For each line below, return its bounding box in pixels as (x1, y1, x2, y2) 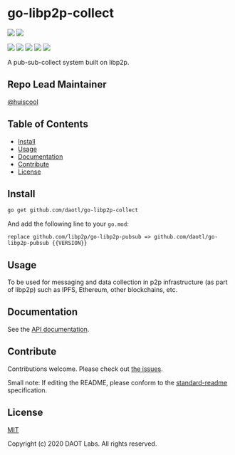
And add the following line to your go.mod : (7, 219, 130, 229)
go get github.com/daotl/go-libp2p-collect (7, 206, 139, 214)
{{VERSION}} (52, 240, 88, 247)
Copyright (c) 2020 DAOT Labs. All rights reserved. (7, 439, 157, 448)
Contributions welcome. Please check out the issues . (7, 365, 163, 373)
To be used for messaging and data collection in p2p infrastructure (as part (7, 278, 228, 286)
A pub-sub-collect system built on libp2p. (7, 58, 130, 66)
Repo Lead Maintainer (7, 78, 107, 90)
